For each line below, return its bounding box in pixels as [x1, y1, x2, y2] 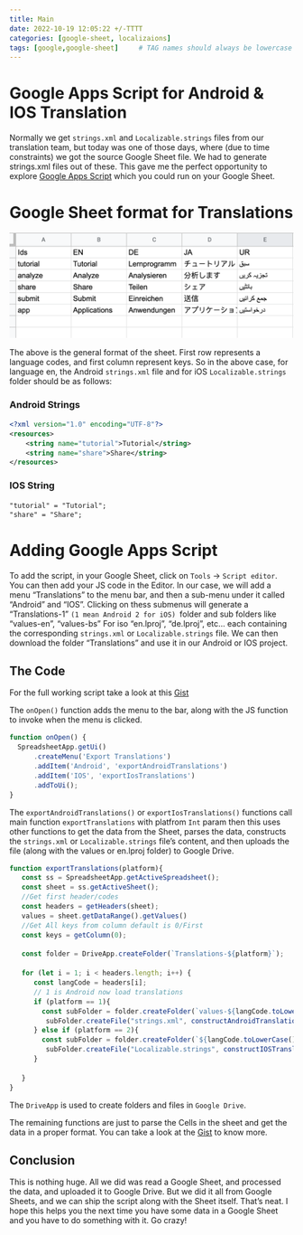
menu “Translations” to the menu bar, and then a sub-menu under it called [9, 589, 286, 600]
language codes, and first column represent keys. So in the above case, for [9, 356, 289, 367]
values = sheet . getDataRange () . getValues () [21, 911, 188, 920]
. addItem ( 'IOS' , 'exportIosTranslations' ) [32, 771, 196, 780]
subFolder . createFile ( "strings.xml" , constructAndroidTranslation [45, 1016, 300, 1025]
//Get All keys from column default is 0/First [21, 920, 204, 930]
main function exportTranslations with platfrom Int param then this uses [9, 816, 281, 827]
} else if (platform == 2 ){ [32, 1026, 140, 1035]
